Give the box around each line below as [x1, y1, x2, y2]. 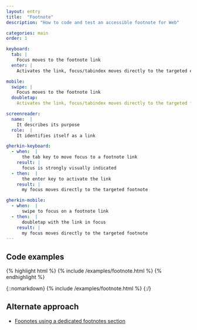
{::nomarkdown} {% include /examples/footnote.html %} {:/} [6, 285, 151, 292]
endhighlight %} [6, 274, 45, 281]
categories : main [6, 30, 49, 36]
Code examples [6, 251, 64, 261]
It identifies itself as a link [16, 132, 96, 138]
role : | [11, 127, 33, 133]
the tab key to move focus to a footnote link [21, 154, 138, 160]
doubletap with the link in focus [21, 219, 107, 225]
